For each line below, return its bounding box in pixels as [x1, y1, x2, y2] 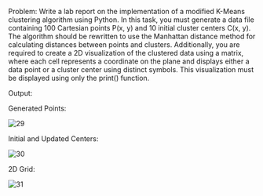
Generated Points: [8, 103, 67, 113]
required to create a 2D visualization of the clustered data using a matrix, [8, 49, 244, 57]
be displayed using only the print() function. [8, 74, 150, 82]
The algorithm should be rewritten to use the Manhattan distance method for [8, 31, 256, 41]
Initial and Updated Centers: [8, 134, 99, 143]
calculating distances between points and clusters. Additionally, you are [8, 40, 240, 49]
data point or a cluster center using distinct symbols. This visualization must [8, 65, 254, 74]
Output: [8, 89, 33, 97]
